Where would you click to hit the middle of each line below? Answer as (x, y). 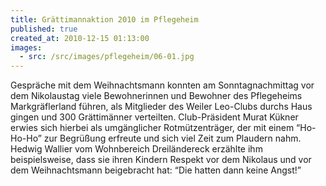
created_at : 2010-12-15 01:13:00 (80, 38)
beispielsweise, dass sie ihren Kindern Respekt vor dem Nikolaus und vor (161, 160)
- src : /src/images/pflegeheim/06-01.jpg (107, 57)
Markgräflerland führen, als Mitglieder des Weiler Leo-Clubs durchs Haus (161, 107)
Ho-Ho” (26, 138)
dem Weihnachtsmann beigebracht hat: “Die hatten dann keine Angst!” (156, 170)
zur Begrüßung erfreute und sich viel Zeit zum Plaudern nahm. (172, 138)
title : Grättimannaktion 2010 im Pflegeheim (104, 19)
